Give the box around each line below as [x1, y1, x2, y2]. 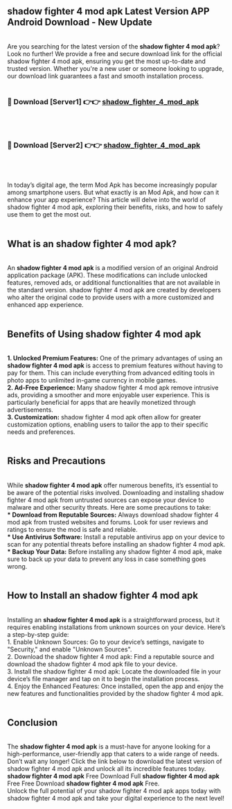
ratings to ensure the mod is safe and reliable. [7, 525, 138, 533]
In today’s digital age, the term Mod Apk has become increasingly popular [7, 181, 217, 190]
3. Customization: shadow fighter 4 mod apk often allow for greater [7, 413, 202, 422]
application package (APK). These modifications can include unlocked [7, 271, 208, 280]
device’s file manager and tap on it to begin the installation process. [7, 674, 200, 683]
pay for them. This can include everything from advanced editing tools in [7, 369, 215, 377]
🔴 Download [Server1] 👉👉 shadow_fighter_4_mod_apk [7, 97, 199, 106]
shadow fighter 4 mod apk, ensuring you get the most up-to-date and [7, 57, 206, 65]
